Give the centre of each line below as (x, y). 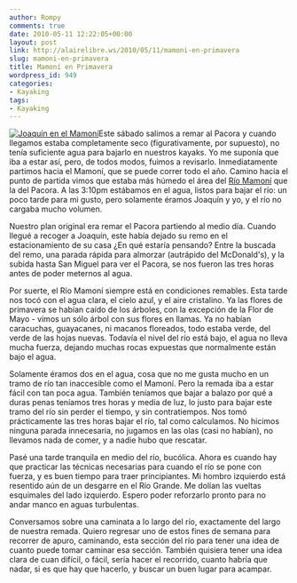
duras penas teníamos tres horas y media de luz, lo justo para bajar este (141, 403)
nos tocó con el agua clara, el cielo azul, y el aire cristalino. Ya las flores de (146, 300)
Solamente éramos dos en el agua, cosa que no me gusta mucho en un (139, 374)
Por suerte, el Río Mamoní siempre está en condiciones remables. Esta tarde (148, 291)
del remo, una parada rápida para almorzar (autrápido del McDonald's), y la (147, 255)
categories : (31, 84)
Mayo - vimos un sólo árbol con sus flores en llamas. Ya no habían (130, 319)
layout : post (33, 42)
